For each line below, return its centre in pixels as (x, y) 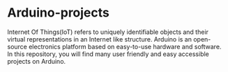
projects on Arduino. (37, 61)
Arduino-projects (59, 13)
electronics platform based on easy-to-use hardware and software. (125, 46)
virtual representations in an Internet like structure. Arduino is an (100, 39)
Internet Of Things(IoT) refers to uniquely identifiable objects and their (108, 32)
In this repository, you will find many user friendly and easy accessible (108, 54)
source (17, 46)
